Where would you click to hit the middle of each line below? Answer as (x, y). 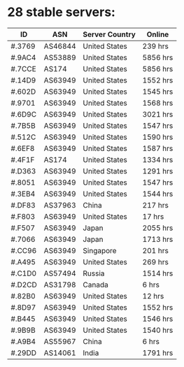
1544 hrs (158, 194)
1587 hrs (158, 148)
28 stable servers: (61, 12)
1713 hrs (158, 239)
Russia (94, 273)
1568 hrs (158, 103)
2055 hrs (158, 228)
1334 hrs (158, 159)
